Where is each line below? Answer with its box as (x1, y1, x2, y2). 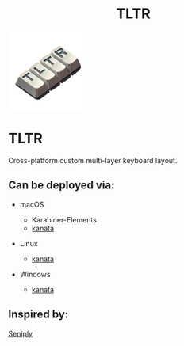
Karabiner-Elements (31, 215, 98, 224)
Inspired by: (8, 308, 69, 321)
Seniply (8, 329, 33, 338)
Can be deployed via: (8, 179, 115, 192)
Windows (19, 269, 51, 279)
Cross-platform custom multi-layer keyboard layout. (8, 155, 178, 165)
